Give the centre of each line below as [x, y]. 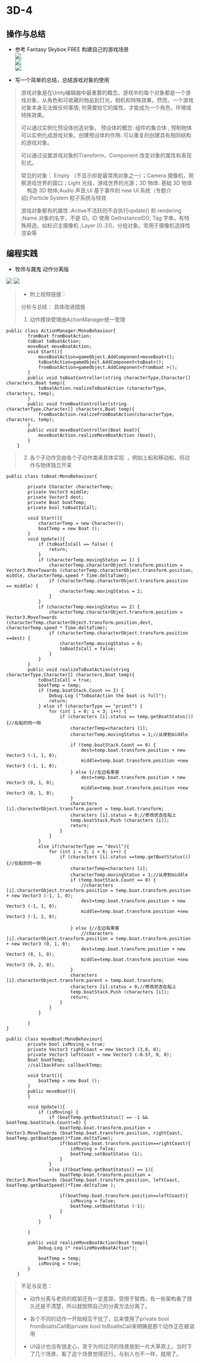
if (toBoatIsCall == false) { [76, 544]
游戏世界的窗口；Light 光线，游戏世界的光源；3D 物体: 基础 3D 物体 [109, 183]
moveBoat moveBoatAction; [60, 346]
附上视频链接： [48, 294]
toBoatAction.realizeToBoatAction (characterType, [102, 388]
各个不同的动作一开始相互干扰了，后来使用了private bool [99, 1319]
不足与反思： [36, 1286]
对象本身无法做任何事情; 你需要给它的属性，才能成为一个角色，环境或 [106, 107]
